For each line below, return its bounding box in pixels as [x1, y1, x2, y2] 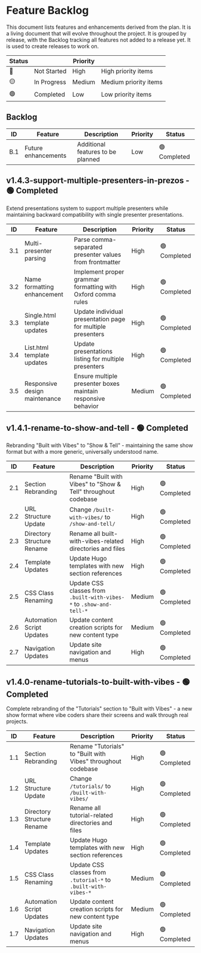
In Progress [33, 78, 66, 86]
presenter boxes [74, 379, 120, 388]
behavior [74, 401, 99, 410]
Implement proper [74, 268, 124, 276]
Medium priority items [100, 78, 163, 86]
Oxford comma [74, 290, 116, 298]
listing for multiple [74, 355, 124, 363]
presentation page [74, 314, 126, 323]
